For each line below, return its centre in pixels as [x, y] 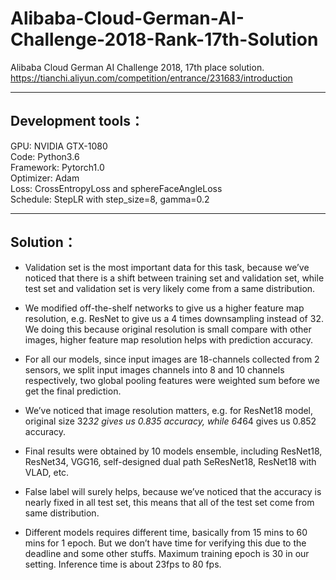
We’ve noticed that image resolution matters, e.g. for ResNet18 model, [169, 410]
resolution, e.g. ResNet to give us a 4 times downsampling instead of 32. [174, 318]
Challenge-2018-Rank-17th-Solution [164, 39]
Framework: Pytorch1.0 [57, 167]
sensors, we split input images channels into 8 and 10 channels [154, 369]
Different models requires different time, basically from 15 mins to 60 [166, 532]
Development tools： [77, 121]
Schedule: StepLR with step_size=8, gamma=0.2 [110, 199]
